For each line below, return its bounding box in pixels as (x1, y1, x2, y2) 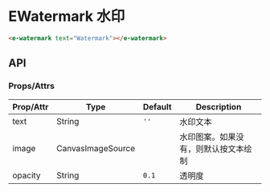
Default (143, 101, 172, 112)
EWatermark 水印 (8, 7, 125, 26)
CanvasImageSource (55, 142, 135, 154)
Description (195, 101, 242, 112)
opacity (12, 170, 42, 181)
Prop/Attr (12, 101, 49, 112)
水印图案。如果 (179, 131, 236, 142)
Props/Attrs (8, 81, 55, 92)
